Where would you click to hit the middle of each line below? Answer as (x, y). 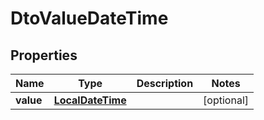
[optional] (226, 100)
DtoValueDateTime (89, 18)
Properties (44, 55)
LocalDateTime (90, 100)
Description (165, 83)
